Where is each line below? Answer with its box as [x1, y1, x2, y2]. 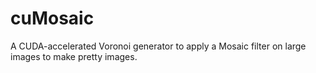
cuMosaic [10, 7, 95, 30]
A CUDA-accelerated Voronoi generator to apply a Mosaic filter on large [10, 40, 307, 52]
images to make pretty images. [10, 50, 138, 62]
